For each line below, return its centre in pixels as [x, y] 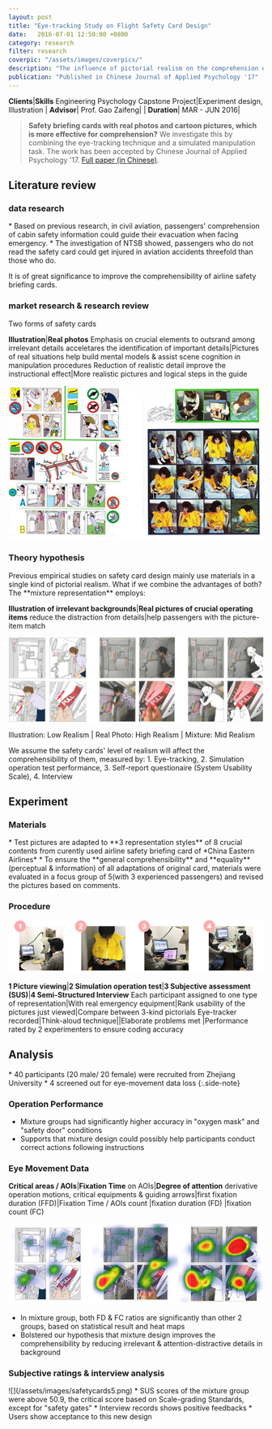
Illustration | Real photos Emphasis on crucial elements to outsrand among [132, 339]
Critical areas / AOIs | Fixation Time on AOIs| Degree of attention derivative [133, 1186]
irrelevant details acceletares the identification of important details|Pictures [134, 348]
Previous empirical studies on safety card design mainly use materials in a [132, 575]
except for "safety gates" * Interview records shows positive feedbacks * [130, 1408]
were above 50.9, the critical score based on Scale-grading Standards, [126, 1400]
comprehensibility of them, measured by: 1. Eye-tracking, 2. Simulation [126, 759]
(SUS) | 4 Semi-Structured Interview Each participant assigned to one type [133, 994]
